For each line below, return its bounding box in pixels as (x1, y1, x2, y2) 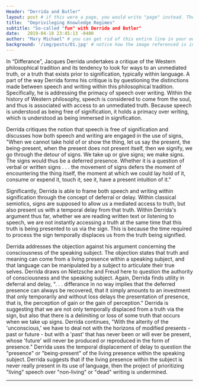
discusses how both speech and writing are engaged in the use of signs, (6, 132, 184, 139)
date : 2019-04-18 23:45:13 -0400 (6, 31, 94, 37)
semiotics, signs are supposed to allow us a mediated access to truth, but (6, 200, 185, 207)
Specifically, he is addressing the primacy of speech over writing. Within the (6, 89, 192, 96)
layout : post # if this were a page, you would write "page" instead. (6, 14, 184, 20)
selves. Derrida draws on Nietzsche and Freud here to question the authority (6, 268, 194, 275)
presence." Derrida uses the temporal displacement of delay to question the (6, 343, 191, 350)
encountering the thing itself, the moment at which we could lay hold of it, (6, 170, 186, 177)
